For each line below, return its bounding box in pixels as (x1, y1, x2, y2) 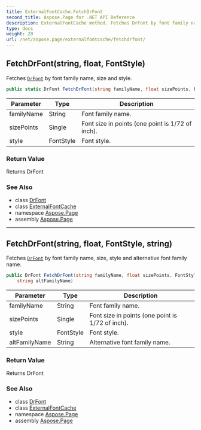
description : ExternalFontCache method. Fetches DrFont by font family (6, 20, 188, 26)
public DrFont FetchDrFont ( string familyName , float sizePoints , (6, 273, 172, 279)
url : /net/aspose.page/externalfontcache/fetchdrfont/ (6, 36, 146, 42)
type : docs (6, 25, 33, 32)
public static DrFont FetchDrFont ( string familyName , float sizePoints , (6, 86, 191, 92)
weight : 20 (6, 31, 33, 37)
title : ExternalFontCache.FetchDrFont (6, 8, 103, 15)
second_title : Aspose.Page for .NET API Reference (6, 14, 135, 20)
